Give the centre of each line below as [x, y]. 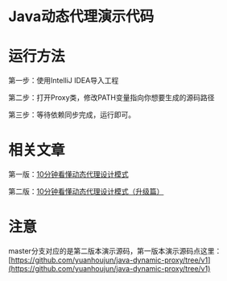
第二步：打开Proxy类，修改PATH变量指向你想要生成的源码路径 [111, 98]
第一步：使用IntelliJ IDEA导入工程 [64, 81]
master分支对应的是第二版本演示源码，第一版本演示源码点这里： [115, 251]
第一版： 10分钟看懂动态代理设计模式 [68, 174]
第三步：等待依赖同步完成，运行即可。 [72, 115]
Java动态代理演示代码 [81, 17]
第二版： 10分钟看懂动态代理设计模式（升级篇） [86, 191]
